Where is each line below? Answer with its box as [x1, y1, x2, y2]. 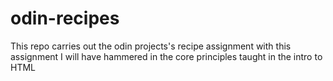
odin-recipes [10, 7, 120, 30]
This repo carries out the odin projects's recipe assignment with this [10, 40, 292, 52]
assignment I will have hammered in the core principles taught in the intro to [10, 50, 323, 62]
